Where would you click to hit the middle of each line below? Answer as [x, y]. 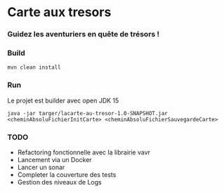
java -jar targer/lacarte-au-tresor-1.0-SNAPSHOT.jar [88, 113]
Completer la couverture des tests [67, 175]
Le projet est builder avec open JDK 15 [63, 100]
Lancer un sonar [41, 167]
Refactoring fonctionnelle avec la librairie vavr [84, 152]
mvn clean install [34, 67]
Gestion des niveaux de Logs [59, 182]
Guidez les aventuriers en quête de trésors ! [84, 34]
